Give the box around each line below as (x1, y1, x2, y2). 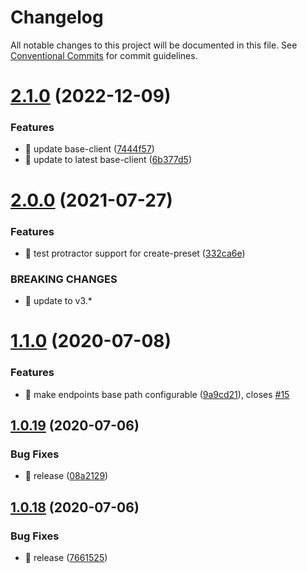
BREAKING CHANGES (10, 272, 118, 286)
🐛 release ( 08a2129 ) (24, 470, 109, 482)
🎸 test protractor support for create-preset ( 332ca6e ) (24, 247, 246, 259)
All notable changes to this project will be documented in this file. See (10, 39, 298, 51)
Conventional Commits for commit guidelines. (10, 49, 198, 61)
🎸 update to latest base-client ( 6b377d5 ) (24, 154, 192, 166)
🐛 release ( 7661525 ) (24, 552, 108, 564)
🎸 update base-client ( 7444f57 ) (24, 143, 155, 155)
